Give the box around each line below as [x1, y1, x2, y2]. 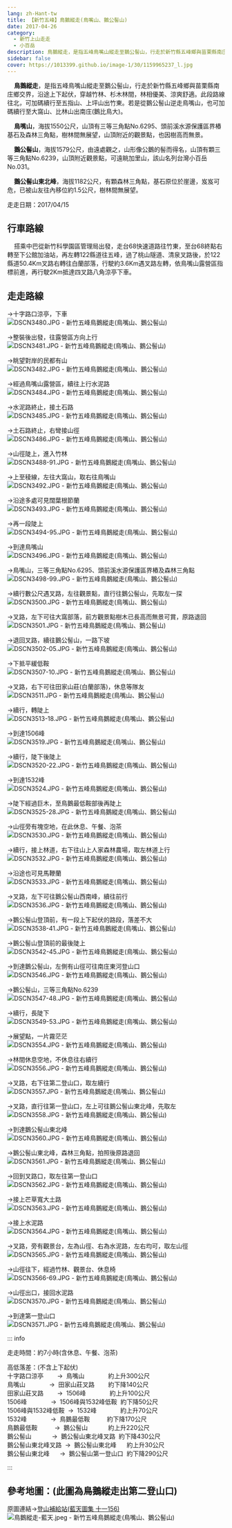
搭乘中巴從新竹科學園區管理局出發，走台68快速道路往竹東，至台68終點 [13, 242, 217, 251]
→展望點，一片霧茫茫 [7, 1032, 68, 1041]
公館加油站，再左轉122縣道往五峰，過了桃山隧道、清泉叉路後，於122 [25, 251, 221, 259]
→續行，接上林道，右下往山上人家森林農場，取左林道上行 [7, 846, 171, 854]
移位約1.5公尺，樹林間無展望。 [55, 186, 142, 194]
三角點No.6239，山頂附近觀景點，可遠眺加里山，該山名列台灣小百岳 [12, 153, 208, 162]
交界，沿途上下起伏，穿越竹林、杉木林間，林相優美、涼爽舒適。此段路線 [19, 90, 225, 98]
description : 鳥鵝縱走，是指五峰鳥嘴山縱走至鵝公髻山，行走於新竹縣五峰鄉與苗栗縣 [7, 49, 217, 56]
